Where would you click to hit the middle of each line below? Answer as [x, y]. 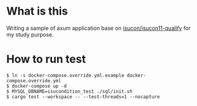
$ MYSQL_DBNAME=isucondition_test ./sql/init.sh [69, 91]
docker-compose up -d [39, 86]
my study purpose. [30, 34]
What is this [37, 11]
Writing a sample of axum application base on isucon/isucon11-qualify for [98, 28]
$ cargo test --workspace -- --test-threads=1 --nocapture [83, 97]
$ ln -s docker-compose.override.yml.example [65, 75]
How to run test [46, 59]
